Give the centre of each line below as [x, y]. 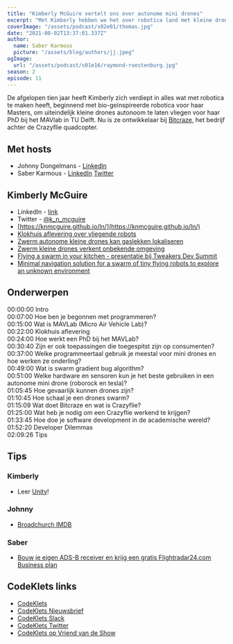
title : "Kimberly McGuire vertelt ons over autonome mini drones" [105, 14]
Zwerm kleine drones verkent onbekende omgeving [91, 248]
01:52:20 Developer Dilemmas [50, 427]
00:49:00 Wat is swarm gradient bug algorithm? [76, 368]
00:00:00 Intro [28, 309]
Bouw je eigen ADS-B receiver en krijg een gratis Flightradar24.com [114, 558]
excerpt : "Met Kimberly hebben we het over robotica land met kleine [110, 20]
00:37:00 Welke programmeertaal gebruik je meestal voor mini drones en [112, 353]
